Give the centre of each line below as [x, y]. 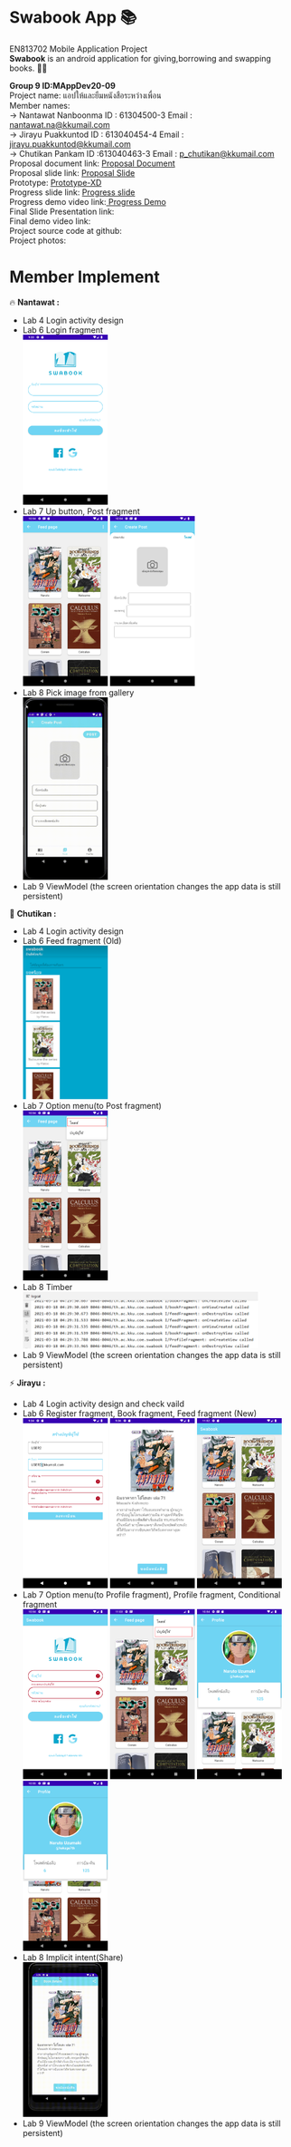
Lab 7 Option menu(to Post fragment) [92, 1105]
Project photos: [38, 240]
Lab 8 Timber [47, 1287]
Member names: [40, 105]
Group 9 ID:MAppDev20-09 [62, 85]
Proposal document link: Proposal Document [93, 163]
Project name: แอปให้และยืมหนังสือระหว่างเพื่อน [85, 95]
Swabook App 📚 [73, 18]
